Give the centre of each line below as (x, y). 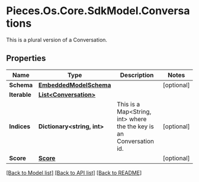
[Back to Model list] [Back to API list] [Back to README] (74, 173)
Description (137, 75)
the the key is (135, 126)
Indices (20, 126)
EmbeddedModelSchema (75, 85)
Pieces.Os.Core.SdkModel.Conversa (98, 11)
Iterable (20, 95)
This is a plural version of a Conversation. (57, 40)
